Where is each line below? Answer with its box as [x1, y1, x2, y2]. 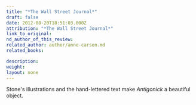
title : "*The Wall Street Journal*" [6, 8, 97, 15]
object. [6, 92, 24, 99]
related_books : [6, 48, 44, 54]
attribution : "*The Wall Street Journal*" [6, 25, 114, 32]
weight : [6, 64, 26, 70]
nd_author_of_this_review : [6, 36, 73, 42]
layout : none [6, 69, 39, 75]
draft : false [6, 14, 39, 20]
